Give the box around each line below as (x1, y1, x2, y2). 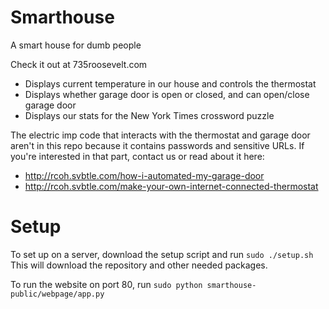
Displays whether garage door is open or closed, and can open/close (24, 88, 310, 100)
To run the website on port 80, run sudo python (10, 278, 203, 290)
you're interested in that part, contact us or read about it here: (10, 150, 265, 162)
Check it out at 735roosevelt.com (10, 58, 148, 70)
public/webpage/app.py (10, 289, 105, 299)
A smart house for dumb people (10, 39, 142, 51)
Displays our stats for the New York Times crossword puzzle (24, 109, 275, 121)
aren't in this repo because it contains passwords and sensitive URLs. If (10, 139, 305, 151)
